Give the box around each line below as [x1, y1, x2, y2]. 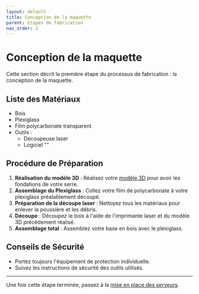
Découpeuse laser [23, 135, 69, 142]
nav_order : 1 [6, 25, 38, 31]
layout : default [6, 8, 46, 15]
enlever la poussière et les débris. [14, 206, 98, 213]
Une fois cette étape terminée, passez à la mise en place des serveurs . [6, 281, 179, 288]
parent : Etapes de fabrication [6, 20, 84, 26]
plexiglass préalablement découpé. [14, 193, 101, 200]
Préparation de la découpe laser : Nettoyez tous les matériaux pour [14, 200, 181, 207]
